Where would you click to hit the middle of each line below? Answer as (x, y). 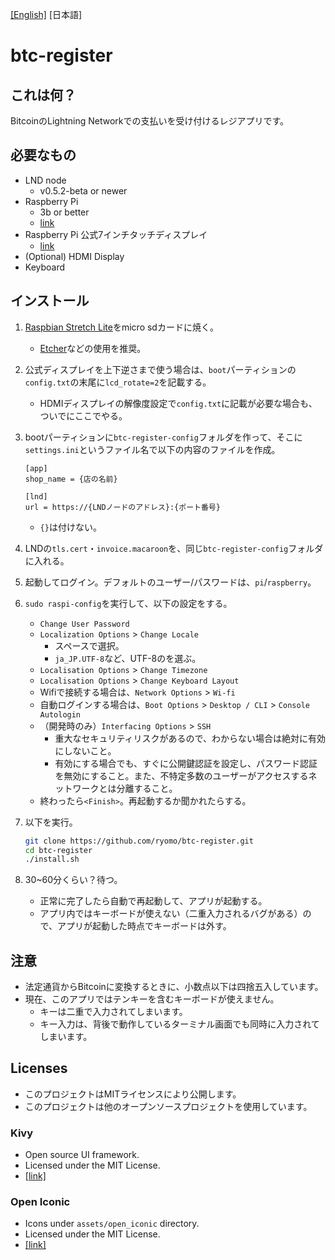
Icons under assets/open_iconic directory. (112, 1224)
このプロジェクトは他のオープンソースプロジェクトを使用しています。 (168, 1106)
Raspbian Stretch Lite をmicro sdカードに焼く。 (121, 327)
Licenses (39, 1068)
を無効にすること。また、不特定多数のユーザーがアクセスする (181, 775)
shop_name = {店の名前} (71, 479)
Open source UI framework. (82, 1155)
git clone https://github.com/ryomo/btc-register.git (139, 841)
